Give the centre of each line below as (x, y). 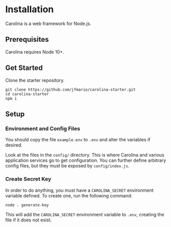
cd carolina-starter (27, 94)
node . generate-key (27, 205)
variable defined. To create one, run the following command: (69, 195)
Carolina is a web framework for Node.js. (48, 23)
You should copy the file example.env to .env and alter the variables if (78, 140)
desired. (14, 145)
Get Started (24, 68)
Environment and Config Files (43, 129)
